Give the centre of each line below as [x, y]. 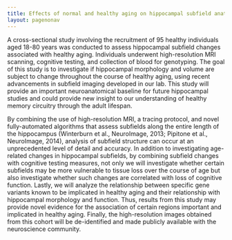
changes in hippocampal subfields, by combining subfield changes [124, 155]
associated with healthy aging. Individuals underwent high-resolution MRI [112, 54]
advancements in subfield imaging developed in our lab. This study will [108, 83]
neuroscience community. [44, 229]
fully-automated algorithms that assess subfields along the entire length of [113, 126]
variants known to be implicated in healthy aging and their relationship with [114, 192]
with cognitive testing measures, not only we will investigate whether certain [116, 163]
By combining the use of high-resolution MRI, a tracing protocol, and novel [113, 119]
